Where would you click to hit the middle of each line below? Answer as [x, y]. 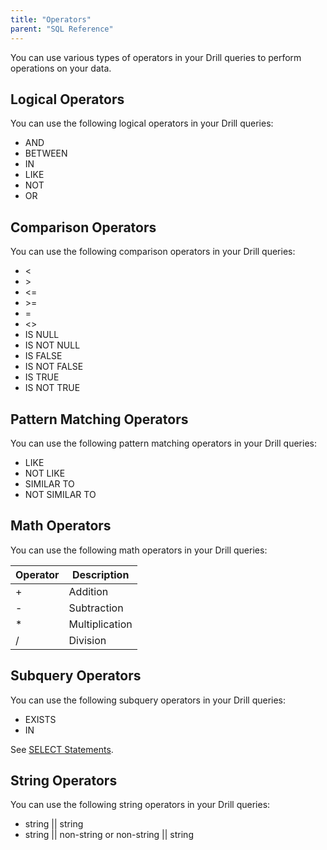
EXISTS [40, 719]
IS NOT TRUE [52, 388]
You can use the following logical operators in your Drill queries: [142, 123]
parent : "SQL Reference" [62, 29]
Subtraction [96, 608]
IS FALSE [43, 356]
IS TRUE [42, 377]
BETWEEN [46, 153]
